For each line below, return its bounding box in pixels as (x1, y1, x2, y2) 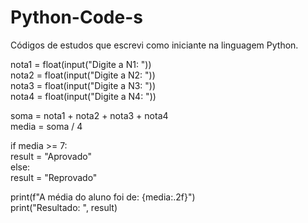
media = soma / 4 (10, 120, 83, 132)
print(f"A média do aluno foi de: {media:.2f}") (10, 191, 196, 203)
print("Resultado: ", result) (10, 201, 118, 213)
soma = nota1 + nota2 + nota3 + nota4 (10, 109, 169, 121)
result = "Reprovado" (10, 171, 98, 183)
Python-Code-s (10, 6, 143, 29)
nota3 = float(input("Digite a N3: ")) (10, 79, 157, 91)
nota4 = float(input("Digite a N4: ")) (10, 90, 157, 102)
